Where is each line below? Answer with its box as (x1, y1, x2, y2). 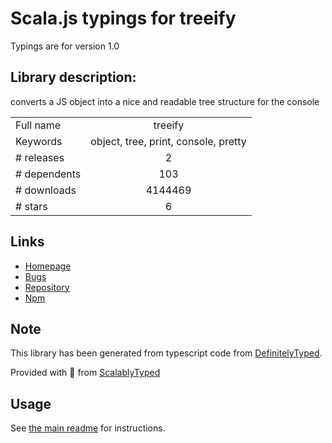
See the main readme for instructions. (10, 422, 166, 434)
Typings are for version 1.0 (10, 40, 120, 52)
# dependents (15, 167, 82, 181)
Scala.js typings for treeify (10, 7, 237, 30)
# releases (15, 150, 65, 164)
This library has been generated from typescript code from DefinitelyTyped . (10, 347, 323, 359)
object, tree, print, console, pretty (90, 134, 247, 148)
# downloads (15, 183, 77, 197)
